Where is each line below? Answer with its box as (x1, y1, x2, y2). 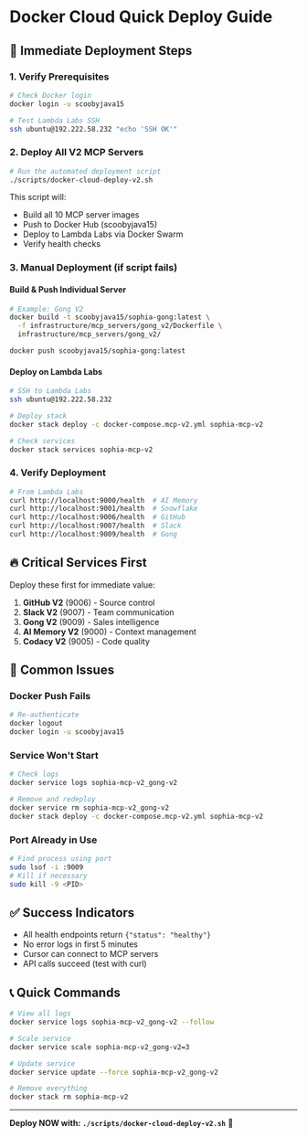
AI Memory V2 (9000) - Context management (22, 626, 196, 637)
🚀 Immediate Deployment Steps (9, 43, 193, 58)
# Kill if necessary (9, 871, 89, 880)
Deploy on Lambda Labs (9, 366, 103, 377)
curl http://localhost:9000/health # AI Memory (9, 495, 198, 505)
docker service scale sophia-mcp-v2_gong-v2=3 (9, 1042, 190, 1052)
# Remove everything (9, 1084, 89, 1093)
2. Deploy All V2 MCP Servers (9, 146, 144, 159)
